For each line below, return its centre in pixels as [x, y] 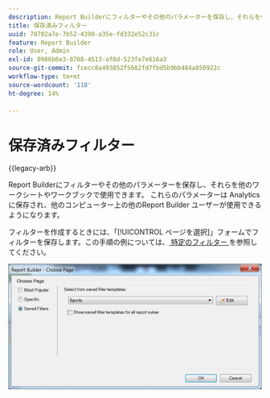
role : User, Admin [39, 51]
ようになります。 [36, 215]
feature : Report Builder [50, 43]
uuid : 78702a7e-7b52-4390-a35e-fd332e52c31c [84, 34]
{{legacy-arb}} [33, 168]
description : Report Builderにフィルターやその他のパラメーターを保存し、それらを [135, 17]
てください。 [29, 252]
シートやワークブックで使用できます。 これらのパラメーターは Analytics [141, 195]
